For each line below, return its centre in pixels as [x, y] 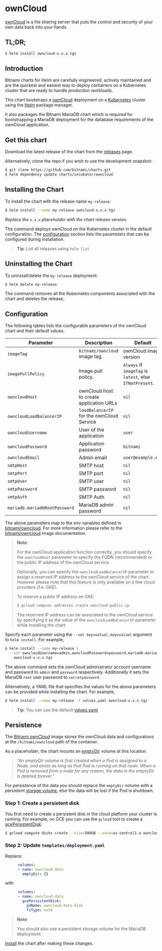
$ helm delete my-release [31, 284]
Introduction [24, 69]
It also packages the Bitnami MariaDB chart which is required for [69, 114]
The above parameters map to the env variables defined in [63, 523]
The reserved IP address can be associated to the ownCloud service [85, 615]
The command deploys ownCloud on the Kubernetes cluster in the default [78, 229]
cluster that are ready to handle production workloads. [59, 91]
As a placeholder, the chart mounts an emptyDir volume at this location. [76, 751]
